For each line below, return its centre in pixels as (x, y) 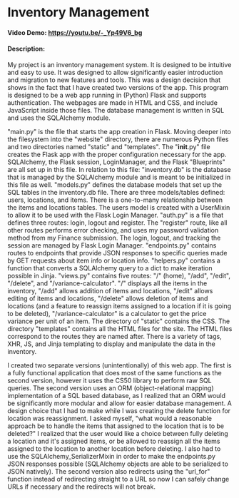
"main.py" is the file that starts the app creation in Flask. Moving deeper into (119, 131)
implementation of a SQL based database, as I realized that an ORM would (117, 395)
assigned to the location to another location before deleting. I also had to (114, 448)
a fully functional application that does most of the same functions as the (115, 372)
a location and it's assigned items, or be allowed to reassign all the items (114, 441)
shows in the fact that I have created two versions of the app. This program (118, 87)
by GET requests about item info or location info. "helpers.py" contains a (114, 260)
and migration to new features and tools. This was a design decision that (114, 80)
